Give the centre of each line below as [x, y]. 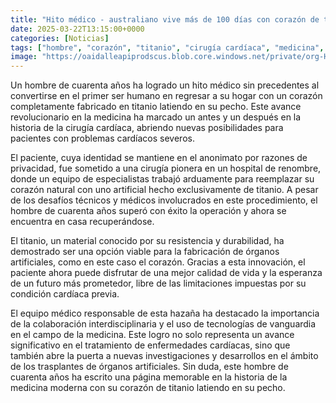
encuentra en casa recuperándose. [82, 222]
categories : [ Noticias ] [60, 38]
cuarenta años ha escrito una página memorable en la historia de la [149, 377]
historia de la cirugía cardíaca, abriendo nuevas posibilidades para [147, 128]
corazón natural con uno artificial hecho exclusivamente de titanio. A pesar [164, 190]
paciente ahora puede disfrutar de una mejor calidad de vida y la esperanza [166, 273]
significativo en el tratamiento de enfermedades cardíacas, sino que [150, 345]
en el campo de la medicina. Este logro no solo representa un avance [152, 335]
